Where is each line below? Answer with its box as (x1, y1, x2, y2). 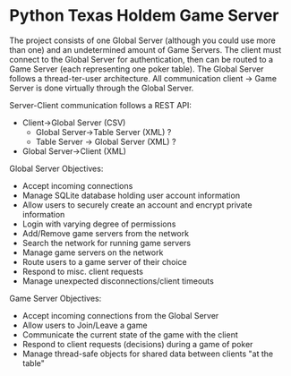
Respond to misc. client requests (21, 266, 143, 277)
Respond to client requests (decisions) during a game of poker (21, 338, 253, 349)
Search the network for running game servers (21, 237, 191, 248)
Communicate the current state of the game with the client (21, 329, 239, 340)
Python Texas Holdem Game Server (9, 5, 279, 26)
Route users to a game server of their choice (21, 256, 187, 267)
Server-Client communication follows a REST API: (9, 99, 193, 110)
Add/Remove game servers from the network (21, 227, 190, 238)
